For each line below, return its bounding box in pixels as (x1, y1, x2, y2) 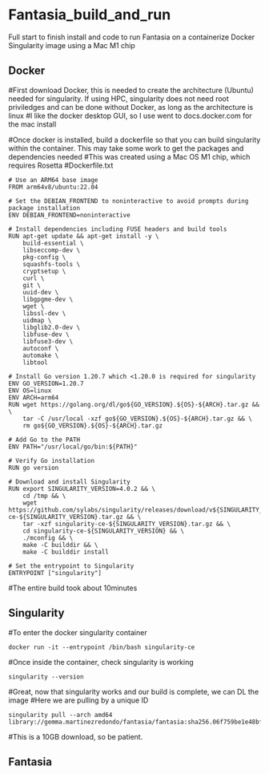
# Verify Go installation (8, 456, 94, 464)
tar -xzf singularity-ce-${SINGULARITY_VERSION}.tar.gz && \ (22, 520, 231, 528)
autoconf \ (22, 344, 59, 352)
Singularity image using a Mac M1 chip (8, 40, 136, 50)
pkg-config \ (22, 253, 66, 261)
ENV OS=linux (8, 387, 52, 395)
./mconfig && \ (22, 533, 74, 542)
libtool (22, 359, 48, 367)
